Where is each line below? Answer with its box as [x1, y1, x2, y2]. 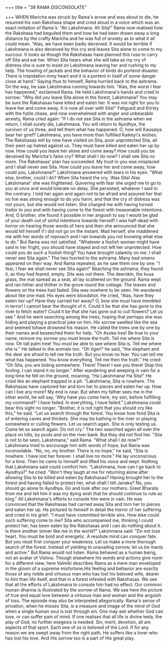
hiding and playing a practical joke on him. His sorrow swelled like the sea [5, 319, 158, 325]
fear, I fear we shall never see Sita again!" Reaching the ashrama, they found [5, 266, 163, 272]
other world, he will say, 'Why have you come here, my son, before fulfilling [5, 394, 161, 400]
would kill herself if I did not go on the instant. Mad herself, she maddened [5, 228, 159, 234]
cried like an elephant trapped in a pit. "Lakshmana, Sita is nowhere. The [5, 378, 155, 384]
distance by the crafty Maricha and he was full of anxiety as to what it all [5, 35, 155, 41]
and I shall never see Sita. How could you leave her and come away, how [5, 164, 156, 170]
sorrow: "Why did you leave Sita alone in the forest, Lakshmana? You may [5, 94, 157, 100]
